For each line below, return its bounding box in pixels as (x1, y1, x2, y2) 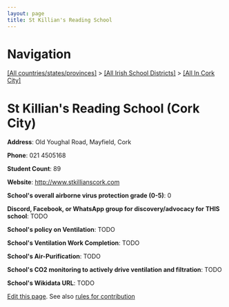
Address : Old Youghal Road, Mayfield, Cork (7, 138, 132, 146)
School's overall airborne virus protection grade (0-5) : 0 (7, 191, 172, 200)
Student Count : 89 (7, 165, 61, 173)
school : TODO (7, 212, 48, 221)
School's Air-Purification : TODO (7, 252, 101, 261)
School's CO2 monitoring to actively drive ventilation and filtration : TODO (7, 266, 222, 274)
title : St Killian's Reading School (7, 17, 112, 23)
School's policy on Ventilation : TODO (7, 226, 116, 234)
